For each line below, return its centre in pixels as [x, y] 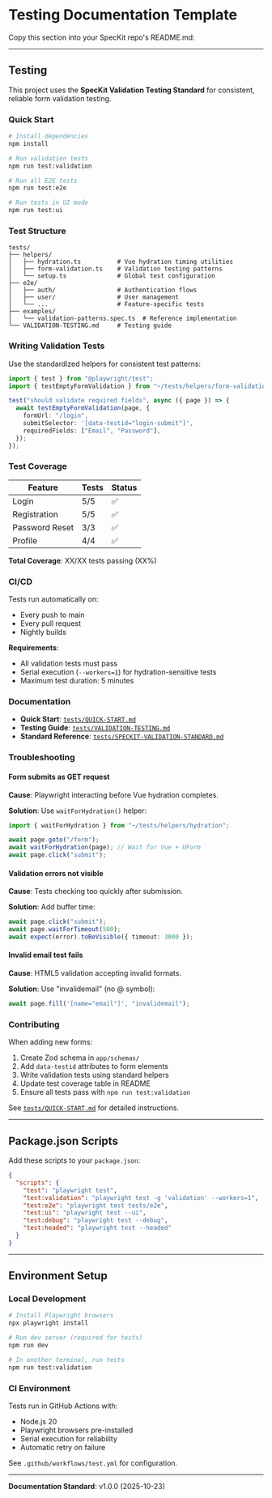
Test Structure [37, 231]
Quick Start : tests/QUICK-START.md [78, 719]
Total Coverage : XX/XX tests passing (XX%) [83, 560]
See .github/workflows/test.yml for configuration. [93, 1463]
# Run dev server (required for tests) [76, 1338]
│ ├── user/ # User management [94, 297]
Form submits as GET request [59, 777]
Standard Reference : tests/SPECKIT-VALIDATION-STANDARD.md [122, 736]
